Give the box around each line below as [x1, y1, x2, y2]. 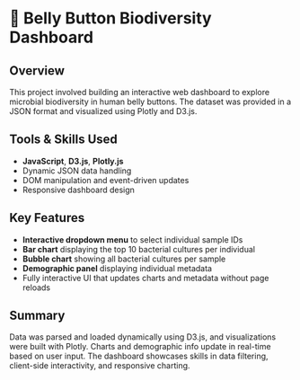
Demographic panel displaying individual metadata [22, 262, 213, 273]
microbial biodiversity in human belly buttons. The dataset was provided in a [9, 96, 292, 107]
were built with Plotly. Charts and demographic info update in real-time [9, 341, 271, 352]
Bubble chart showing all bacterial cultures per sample [22, 253, 226, 264]
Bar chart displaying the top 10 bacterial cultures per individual [22, 243, 256, 254]
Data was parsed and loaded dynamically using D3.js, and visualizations [9, 331, 277, 342]
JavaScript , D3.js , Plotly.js [22, 155, 124, 166]
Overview [9, 63, 66, 78]
